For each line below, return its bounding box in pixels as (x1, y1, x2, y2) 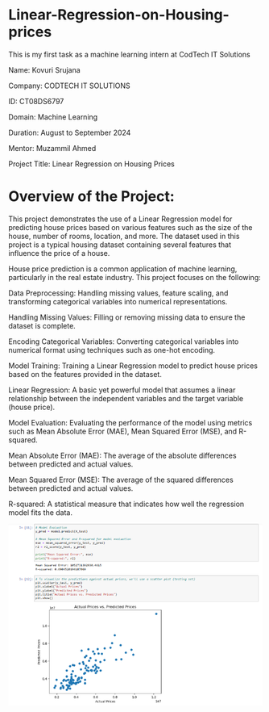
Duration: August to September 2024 (8, 128, 131, 137)
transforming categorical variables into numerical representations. (8, 296, 228, 306)
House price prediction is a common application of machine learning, (8, 264, 238, 274)
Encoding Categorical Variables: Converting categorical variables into (8, 337, 239, 346)
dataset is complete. (8, 320, 77, 330)
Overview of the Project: (8, 187, 175, 206)
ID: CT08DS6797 (8, 96, 64, 106)
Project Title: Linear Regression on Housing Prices (8, 159, 175, 169)
